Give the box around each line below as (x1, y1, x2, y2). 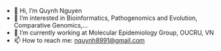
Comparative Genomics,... (13, 21, 88, 29)
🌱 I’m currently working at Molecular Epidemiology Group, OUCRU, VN (13, 28, 214, 37)
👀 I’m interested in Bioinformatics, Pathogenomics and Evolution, (13, 14, 198, 22)
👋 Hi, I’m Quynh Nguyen (13, 7, 82, 14)
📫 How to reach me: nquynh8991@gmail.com (13, 37, 145, 44)
